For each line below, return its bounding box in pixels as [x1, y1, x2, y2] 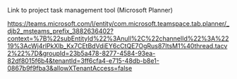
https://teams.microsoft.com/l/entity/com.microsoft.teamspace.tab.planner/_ [7, 20, 230, 27]
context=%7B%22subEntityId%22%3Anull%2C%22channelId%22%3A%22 [7, 34, 229, 43]
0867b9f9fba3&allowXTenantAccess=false [7, 64, 133, 72]
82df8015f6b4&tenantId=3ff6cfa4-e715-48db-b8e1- [7, 57, 160, 65]
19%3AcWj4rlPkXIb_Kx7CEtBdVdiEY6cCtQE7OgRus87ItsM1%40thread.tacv [7, 42, 228, 50]
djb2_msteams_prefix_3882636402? [7, 27, 114, 35]
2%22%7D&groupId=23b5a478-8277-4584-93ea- [7, 49, 156, 57]
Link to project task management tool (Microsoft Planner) [7, 6, 174, 14]
